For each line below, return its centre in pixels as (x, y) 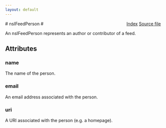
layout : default (22, 10)
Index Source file (144, 24)
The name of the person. (30, 73)
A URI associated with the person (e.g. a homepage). (59, 120)
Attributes (21, 49)
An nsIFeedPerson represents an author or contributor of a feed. (70, 33)
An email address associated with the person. (51, 97)
